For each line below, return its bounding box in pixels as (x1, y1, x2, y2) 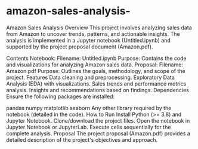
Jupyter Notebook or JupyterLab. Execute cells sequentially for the (6, 123, 171, 130)
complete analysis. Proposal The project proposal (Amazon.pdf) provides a (6, 130, 191, 137)
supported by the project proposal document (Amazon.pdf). (6, 43, 153, 50)
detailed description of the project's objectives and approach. (6, 136, 158, 143)
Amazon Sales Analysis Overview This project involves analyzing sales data (6, 24, 192, 31)
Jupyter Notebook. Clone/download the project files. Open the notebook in (6, 117, 190, 124)
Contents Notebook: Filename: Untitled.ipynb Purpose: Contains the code (6, 54, 187, 62)
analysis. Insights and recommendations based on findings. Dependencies (6, 86, 189, 93)
